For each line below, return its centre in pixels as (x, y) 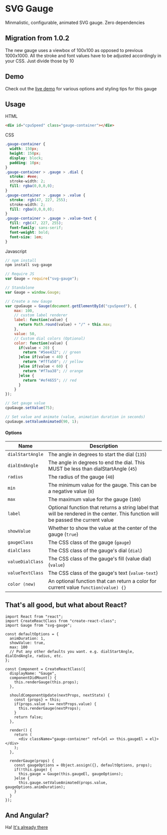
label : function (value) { (41, 320)
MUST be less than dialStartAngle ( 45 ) (93, 468)
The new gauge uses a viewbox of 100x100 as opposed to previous (74, 50)
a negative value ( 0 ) (71, 491)
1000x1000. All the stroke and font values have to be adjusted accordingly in (83, 55)
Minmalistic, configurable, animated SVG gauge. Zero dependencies (75, 22)
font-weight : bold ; (30, 232)
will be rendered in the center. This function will (103, 513)
